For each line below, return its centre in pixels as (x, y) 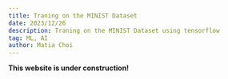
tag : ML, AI (28, 38)
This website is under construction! (69, 68)
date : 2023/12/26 (37, 23)
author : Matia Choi (41, 45)
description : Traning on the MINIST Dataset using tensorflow (114, 30)
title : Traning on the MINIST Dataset (73, 16)
